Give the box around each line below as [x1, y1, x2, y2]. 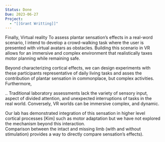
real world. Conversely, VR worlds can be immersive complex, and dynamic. [5, 101, 160, 106]
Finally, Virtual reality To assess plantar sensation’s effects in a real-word [5, 35, 153, 40]
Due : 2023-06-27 [5, 12, 38, 17]
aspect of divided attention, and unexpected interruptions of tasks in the [5, 96, 152, 102]
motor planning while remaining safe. [5, 55, 80, 62]
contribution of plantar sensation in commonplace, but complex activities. [5, 75, 154, 81]
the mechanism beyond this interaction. [5, 121, 85, 127]
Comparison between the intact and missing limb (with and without [5, 126, 141, 132]
